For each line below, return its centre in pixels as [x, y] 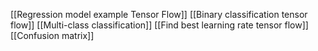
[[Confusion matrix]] [52, 35]
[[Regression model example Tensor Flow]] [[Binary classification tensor [159, 14]
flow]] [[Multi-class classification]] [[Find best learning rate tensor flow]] [159, 25]
